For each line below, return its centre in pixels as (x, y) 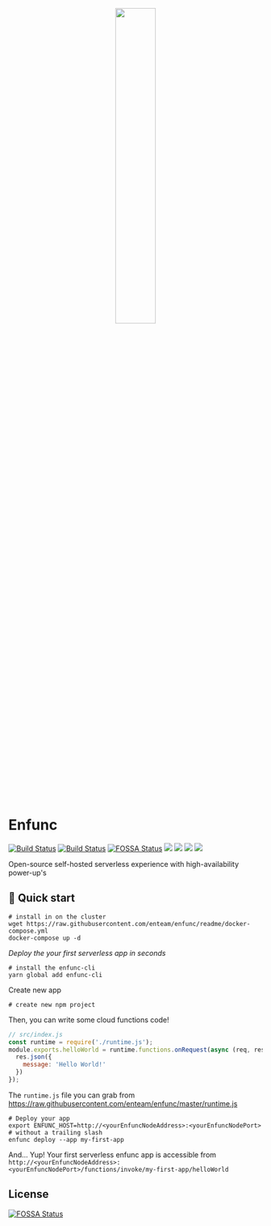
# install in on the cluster (57, 917)
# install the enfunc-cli (52, 968)
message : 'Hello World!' (65, 1065)
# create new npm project (52, 1004)
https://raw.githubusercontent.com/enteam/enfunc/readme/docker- (138, 924)
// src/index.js (35, 1034)
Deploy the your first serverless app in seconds (87, 953)
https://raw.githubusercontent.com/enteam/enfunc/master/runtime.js (123, 1103)
